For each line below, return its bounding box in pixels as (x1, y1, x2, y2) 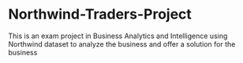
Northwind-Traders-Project (8, 5, 192, 23)
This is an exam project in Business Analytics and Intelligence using (8, 31, 228, 40)
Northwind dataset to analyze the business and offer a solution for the (8, 39, 236, 48)
